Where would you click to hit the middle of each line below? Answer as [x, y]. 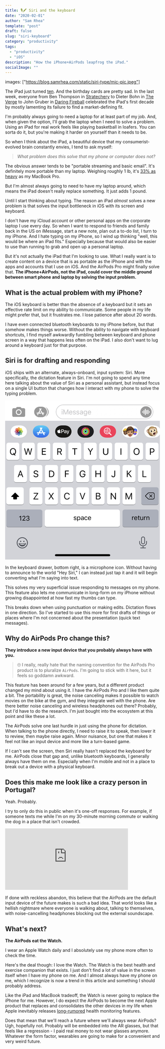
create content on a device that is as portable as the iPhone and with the [79, 262]
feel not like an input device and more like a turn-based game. [68, 742]
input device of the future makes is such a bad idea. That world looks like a [81, 903]
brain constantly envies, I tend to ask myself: [67, 147]
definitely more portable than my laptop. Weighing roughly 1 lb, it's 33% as [81, 171]
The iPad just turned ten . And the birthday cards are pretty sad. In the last [80, 91]
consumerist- [136, 142]
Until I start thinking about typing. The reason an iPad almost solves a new [80, 201]
